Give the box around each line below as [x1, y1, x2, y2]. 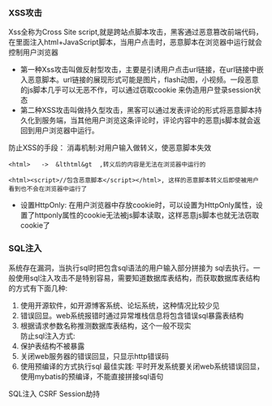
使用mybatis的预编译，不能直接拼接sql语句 [19, 371, 164, 381]
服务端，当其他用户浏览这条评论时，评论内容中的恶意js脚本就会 [41, 115, 254, 125]
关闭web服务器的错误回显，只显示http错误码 [19, 351, 169, 361]
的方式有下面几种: [8, 283, 68, 293]
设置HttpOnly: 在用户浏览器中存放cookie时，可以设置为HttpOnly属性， [19, 201, 257, 210]
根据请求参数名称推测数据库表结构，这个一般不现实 [19, 321, 192, 330]
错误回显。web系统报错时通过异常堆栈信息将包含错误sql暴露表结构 [19, 310, 244, 320]
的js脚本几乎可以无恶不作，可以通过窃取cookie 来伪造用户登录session [19, 85, 254, 95]
